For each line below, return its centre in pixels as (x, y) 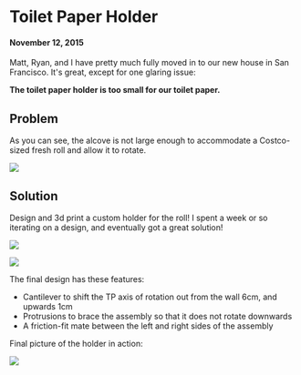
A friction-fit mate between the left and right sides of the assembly (148, 326)
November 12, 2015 (47, 42)
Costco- (275, 141)
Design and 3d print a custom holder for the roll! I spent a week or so (139, 218)
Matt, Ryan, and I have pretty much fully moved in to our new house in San (150, 63)
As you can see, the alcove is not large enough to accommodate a (134, 141)
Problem (34, 119)
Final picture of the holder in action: (76, 344)
